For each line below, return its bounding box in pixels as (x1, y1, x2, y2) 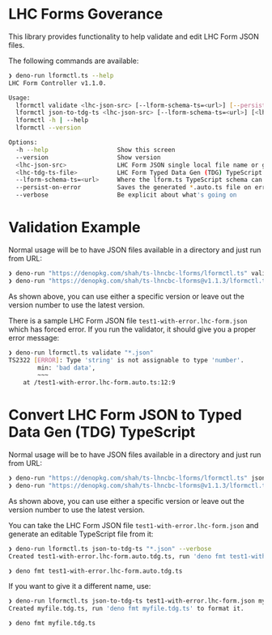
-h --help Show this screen (15, 146, 176, 154)
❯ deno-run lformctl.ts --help (8, 71, 114, 79)
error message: (8, 332, 60, 342)
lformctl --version (15, 124, 82, 132)
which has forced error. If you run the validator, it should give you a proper (8, 324, 257, 334)
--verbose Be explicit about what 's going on (15, 191, 237, 199)
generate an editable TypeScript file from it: (8, 529, 154, 539)
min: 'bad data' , (37, 363, 96, 372)
